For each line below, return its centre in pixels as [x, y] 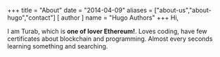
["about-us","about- [183, 10]
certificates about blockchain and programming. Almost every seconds [110, 39]
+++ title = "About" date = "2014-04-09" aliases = [80, 10]
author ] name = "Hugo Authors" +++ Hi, [120, 18]
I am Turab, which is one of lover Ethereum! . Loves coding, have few [107, 31]
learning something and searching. [58, 46]
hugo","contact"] [32, 18]
